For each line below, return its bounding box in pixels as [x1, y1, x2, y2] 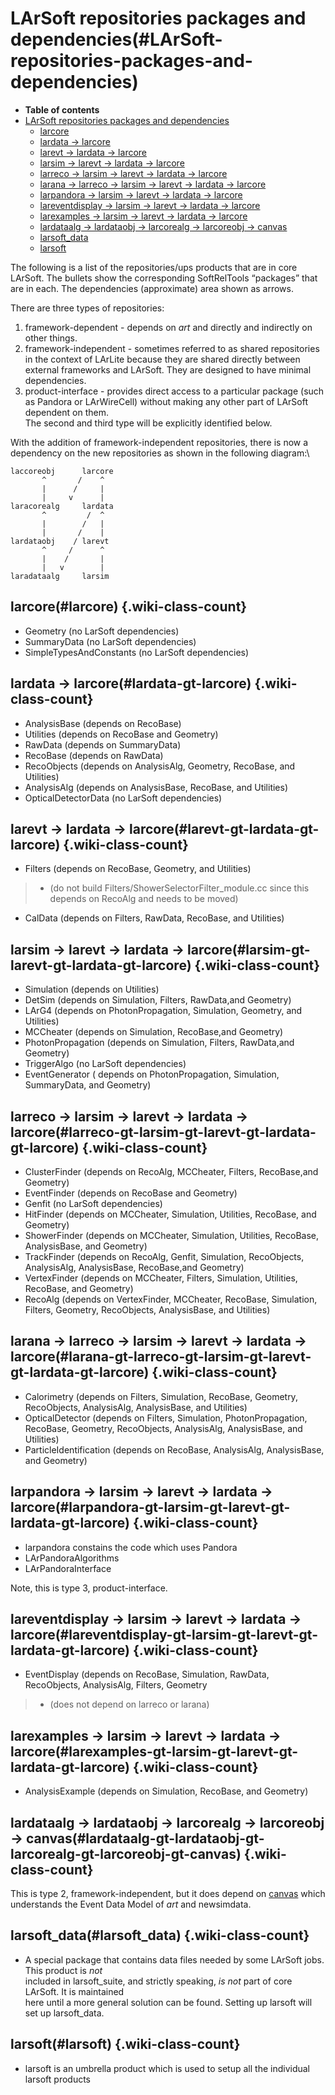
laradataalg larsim [10, 571, 110, 581]
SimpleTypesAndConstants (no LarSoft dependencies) [24, 646, 250, 658]
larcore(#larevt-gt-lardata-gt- [128, 820, 320, 837]
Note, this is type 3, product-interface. [10, 1582, 168, 1594]
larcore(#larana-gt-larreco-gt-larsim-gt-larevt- [10, 1348, 312, 1366]
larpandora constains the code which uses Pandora [24, 1541, 238, 1553]
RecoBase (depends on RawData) [24, 749, 164, 761]
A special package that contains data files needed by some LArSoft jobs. [24, 1953, 325, 1966]
